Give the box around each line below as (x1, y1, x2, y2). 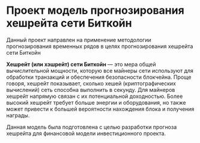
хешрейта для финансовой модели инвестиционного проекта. (6, 130, 166, 137)
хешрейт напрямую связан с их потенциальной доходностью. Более (6, 93, 183, 100)
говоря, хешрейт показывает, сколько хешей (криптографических (6, 79, 176, 87)
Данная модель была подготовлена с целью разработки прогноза (6, 123, 177, 130)
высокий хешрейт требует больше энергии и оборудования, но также (6, 99, 186, 106)
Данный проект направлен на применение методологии (6, 36, 151, 43)
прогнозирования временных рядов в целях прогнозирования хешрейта (6, 43, 193, 50)
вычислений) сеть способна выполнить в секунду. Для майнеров (6, 86, 175, 93)
